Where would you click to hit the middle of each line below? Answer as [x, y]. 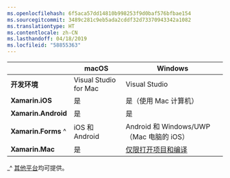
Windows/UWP [186, 126]
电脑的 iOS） [169, 137]
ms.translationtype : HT [41, 26]
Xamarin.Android [39, 113]
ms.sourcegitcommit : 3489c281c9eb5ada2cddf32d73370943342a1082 [99, 20]
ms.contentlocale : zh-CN [42, 33]
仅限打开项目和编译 [157, 150]
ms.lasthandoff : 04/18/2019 [47, 39]
